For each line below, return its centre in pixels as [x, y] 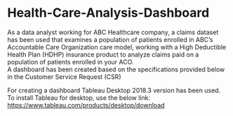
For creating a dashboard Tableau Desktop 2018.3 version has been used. [114, 90]
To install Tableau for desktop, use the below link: [79, 97]
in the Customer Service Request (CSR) [64, 77]
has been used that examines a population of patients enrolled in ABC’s [110, 39]
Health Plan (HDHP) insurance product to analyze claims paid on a [103, 55]
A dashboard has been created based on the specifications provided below [116, 69]
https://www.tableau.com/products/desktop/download [86, 105]
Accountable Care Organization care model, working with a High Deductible [117, 47]
